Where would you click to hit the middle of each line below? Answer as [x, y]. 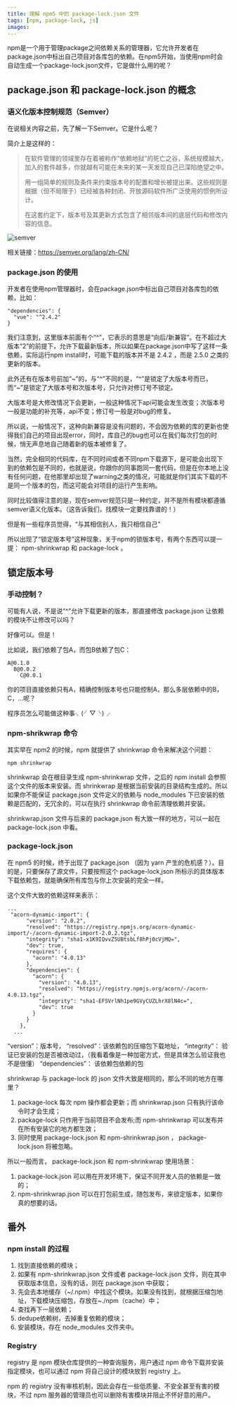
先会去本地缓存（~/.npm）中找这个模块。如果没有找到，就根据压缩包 [117, 1292]
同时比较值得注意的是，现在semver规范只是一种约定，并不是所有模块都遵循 [117, 501]
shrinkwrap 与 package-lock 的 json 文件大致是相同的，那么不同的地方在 [112, 1078]
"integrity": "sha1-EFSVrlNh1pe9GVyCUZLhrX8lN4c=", [116, 1001]
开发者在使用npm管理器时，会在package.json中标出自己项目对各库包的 [110, 289]
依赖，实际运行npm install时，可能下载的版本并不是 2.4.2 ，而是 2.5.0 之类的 [118, 355]
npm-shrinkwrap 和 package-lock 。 [74, 548]
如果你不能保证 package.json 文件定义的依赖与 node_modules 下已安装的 [113, 795]
